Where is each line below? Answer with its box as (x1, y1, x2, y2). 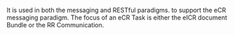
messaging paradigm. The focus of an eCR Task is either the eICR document (6, 13, 228, 22)
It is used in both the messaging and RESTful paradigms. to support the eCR (6, 6, 226, 14)
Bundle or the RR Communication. (6, 21, 104, 29)
